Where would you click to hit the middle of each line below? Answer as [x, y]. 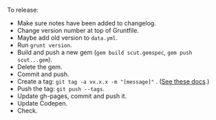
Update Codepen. [42, 103]
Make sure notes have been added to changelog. [86, 23]
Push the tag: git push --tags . [61, 89]
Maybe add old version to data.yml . [67, 38]
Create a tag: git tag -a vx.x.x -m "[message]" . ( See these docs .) [113, 81]
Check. [27, 110]
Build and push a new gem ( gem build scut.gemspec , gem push [105, 52]
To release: [23, 10]
